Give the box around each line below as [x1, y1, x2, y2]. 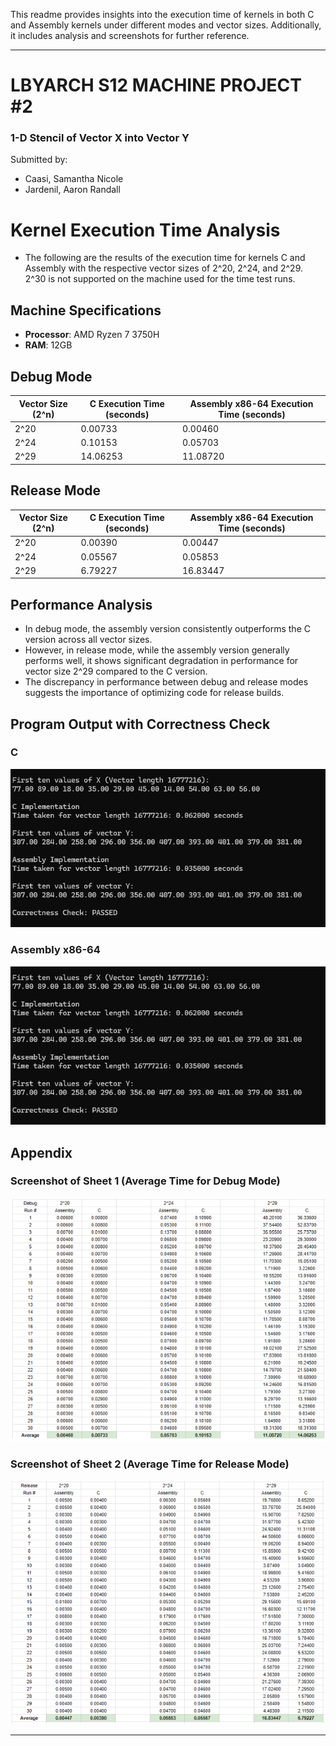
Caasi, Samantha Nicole [24, 173, 124, 185]
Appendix [10, 1144, 73, 1161]
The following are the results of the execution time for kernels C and [24, 252, 306, 264]
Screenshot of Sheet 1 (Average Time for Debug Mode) [10, 1174, 281, 1188]
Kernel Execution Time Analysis [10, 219, 281, 241]
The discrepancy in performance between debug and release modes [24, 676, 309, 688]
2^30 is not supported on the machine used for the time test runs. [24, 273, 296, 285]
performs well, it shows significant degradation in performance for [24, 655, 299, 667]
